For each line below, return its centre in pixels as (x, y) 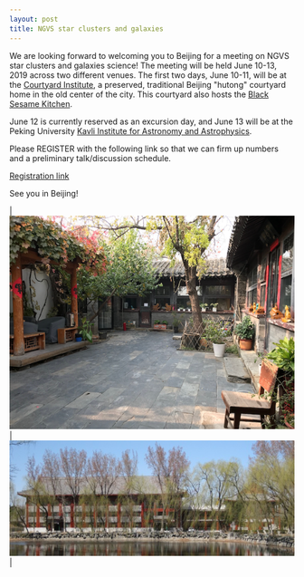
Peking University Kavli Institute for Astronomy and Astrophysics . (131, 130)
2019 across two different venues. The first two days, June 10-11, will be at (148, 75)
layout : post (34, 19)
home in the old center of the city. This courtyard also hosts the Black (139, 94)
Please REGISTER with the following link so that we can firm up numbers (144, 149)
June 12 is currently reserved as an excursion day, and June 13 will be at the (152, 121)
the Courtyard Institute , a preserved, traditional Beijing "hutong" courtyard (148, 84)
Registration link (39, 176)
